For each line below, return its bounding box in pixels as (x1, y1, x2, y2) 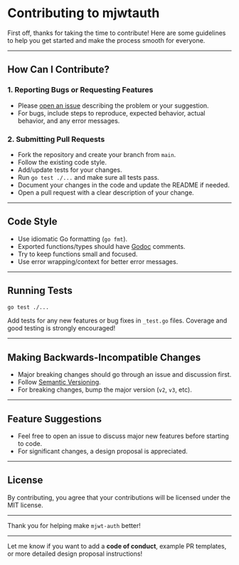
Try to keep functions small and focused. (17, 250, 138, 258)
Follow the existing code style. (17, 158, 107, 166)
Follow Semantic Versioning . (17, 378, 101, 387)
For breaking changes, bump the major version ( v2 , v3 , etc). (17, 385, 192, 394)
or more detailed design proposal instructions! (7, 549, 143, 558)
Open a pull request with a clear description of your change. (17, 188, 194, 197)
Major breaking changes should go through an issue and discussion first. (17, 370, 232, 379)
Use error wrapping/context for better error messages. (17, 257, 179, 265)
